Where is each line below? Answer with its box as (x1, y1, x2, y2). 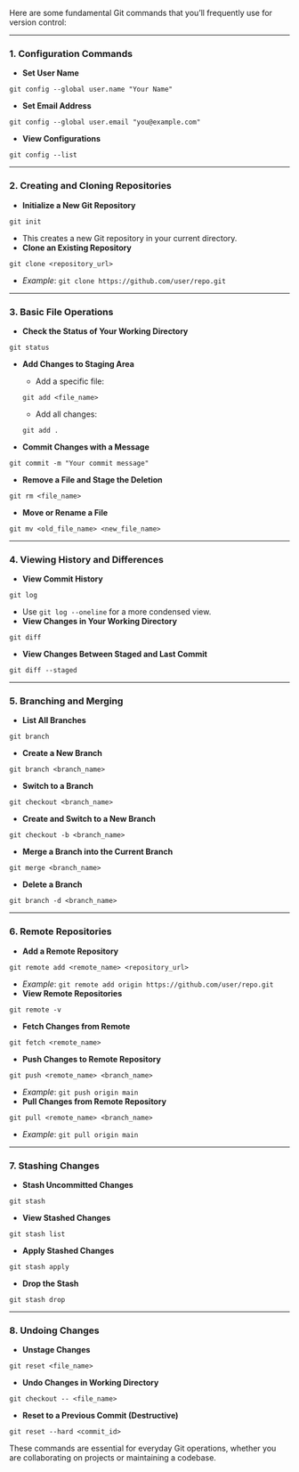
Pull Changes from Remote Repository (21, 1095, 167, 1107)
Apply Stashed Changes (21, 1246, 115, 1256)
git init (9, 217, 42, 226)
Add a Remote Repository (21, 946, 119, 956)
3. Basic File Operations (9, 305, 114, 318)
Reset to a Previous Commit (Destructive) (21, 1411, 179, 1421)
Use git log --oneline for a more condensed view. (21, 606, 212, 617)
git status (9, 343, 50, 352)
